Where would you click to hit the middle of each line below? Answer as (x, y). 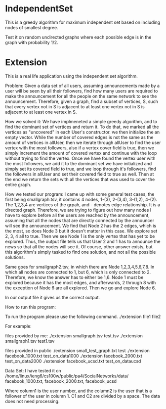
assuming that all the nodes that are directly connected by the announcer (80, 220)
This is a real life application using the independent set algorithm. (72, 76)
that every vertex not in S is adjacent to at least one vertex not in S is (75, 106)
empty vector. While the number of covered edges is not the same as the (79, 137)
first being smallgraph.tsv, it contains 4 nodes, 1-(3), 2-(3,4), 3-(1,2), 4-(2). (81, 199)
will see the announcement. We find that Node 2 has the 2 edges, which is (81, 226)
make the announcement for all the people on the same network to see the (81, 96)
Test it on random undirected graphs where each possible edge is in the (78, 37)
